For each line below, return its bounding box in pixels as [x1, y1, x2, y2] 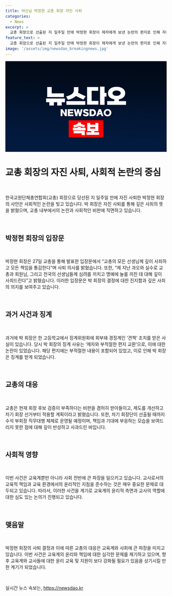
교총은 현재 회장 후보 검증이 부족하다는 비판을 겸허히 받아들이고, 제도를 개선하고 [5, 405, 164, 411]
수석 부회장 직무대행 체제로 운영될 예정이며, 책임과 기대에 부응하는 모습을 [5, 418, 150, 424]
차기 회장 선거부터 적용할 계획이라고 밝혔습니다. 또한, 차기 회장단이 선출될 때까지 [5, 411, 165, 417]
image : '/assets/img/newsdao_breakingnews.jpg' [5, 46, 109, 51]
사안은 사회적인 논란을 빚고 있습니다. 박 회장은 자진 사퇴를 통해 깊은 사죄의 [10, 201, 158, 207]
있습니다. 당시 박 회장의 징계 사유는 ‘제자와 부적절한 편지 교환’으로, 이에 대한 [14, 341, 166, 347]
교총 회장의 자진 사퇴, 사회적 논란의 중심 [5, 167, 161, 178]
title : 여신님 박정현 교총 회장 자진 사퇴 [5, 8, 82, 13]
